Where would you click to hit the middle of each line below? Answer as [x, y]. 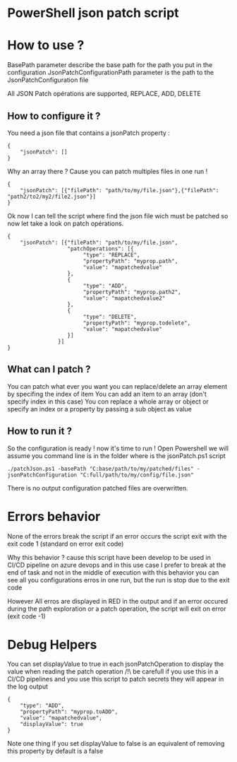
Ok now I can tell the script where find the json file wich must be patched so [118, 216]
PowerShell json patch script [93, 13]
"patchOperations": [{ [101, 249]
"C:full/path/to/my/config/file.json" [137, 475]
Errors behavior [54, 516]
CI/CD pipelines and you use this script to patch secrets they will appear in [116, 679]
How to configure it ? [54, 116]
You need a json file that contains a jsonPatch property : [89, 133]
